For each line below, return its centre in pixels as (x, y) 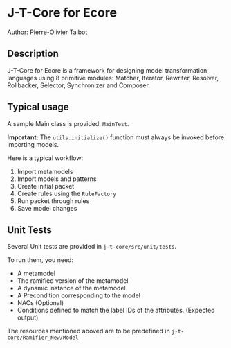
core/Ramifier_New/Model (43, 338)
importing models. (33, 144)
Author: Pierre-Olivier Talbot (47, 32)
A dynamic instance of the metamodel (71, 288)
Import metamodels (45, 171)
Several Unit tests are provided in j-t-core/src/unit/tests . (92, 247)
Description (33, 54)
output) (28, 317)
